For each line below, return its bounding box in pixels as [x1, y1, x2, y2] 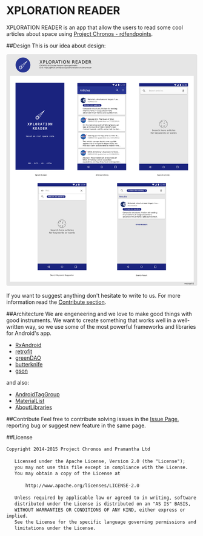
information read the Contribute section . [6, 298, 107, 306]
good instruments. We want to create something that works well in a [6, 317, 176, 324]
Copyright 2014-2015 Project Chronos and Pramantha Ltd [6, 446, 150, 452]
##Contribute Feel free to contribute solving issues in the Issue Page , [6, 415, 179, 422]
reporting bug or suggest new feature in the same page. [6, 422, 147, 429]
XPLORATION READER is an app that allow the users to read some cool [6, 24, 184, 31]
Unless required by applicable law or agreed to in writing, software [14, 495, 197, 501]
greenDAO [15, 354, 41, 362]
